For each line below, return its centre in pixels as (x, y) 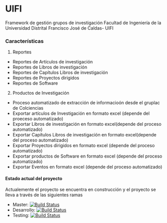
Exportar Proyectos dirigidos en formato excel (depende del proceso (83, 145)
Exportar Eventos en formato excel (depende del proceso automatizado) (87, 167)
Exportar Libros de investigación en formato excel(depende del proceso (87, 124)
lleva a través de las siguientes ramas (44, 195)
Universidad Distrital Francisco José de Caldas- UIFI (59, 28)
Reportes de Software (35, 83)
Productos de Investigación (41, 93)
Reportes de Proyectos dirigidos (46, 78)
